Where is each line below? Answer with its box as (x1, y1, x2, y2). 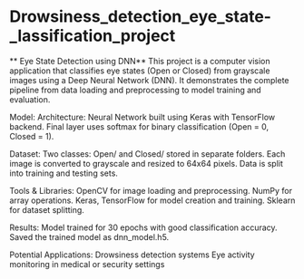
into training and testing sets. (9, 168, 118, 178)
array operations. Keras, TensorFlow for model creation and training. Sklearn (9, 195, 296, 206)
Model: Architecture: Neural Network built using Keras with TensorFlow (9, 111, 276, 122)
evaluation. (9, 93, 51, 105)
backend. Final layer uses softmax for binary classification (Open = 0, (9, 120, 270, 132)
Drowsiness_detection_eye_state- (9, 6, 272, 27)
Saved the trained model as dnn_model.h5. (9, 231, 170, 242)
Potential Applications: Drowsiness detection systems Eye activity (9, 249, 256, 260)
